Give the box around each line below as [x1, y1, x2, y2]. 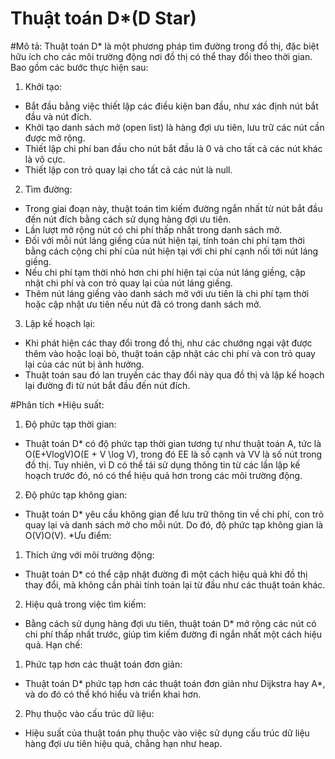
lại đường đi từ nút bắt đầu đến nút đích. [24, 379, 191, 391]
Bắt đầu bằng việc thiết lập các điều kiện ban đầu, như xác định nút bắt [24, 100, 319, 112]
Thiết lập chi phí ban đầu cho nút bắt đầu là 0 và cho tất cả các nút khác [24, 142, 323, 154]
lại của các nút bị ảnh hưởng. [24, 358, 145, 370]
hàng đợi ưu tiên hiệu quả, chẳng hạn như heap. [24, 737, 223, 749]
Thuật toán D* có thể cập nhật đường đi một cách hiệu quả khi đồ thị [24, 568, 308, 580]
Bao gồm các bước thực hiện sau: [10, 61, 149, 73]
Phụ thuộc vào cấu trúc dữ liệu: [24, 707, 155, 719]
